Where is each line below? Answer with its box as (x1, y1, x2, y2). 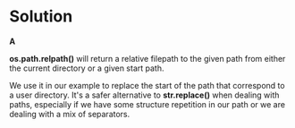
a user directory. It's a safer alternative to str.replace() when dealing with (9, 90, 280, 100)
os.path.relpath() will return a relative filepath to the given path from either (9, 53, 286, 64)
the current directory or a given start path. (9, 63, 164, 73)
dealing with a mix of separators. (9, 108, 131, 119)
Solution (9, 6, 73, 27)
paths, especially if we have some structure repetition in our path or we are (9, 98, 286, 109)
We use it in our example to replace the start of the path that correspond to (9, 80, 285, 90)
